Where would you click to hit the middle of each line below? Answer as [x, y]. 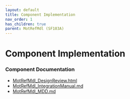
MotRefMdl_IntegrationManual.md [48, 86]
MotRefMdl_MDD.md [34, 91]
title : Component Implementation [40, 15]
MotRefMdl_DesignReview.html [45, 80]
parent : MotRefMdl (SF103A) [35, 29]
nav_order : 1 [19, 19]
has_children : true [26, 24]
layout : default [22, 10]
